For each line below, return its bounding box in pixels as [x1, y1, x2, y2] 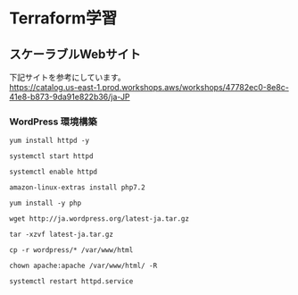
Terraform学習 [9, 8, 118, 29]
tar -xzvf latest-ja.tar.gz [9, 230, 114, 240]
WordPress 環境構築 [9, 115, 98, 128]
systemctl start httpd [9, 152, 94, 161]
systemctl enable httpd [9, 167, 98, 177]
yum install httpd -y [9, 136, 90, 146]
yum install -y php [9, 198, 82, 208]
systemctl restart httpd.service [9, 277, 134, 286]
